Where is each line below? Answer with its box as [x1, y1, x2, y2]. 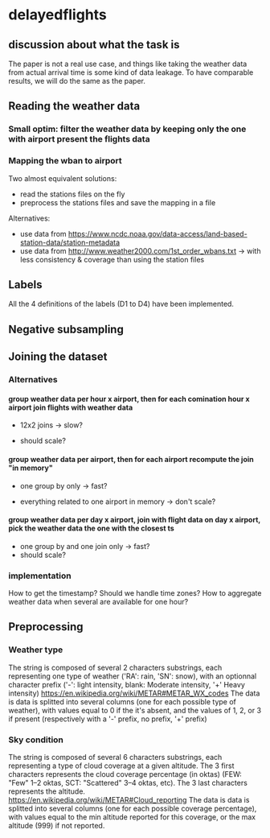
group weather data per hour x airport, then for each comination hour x [8, 394, 251, 403]
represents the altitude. [8, 786, 86, 796]
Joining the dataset [8, 350, 108, 364]
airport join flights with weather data [8, 402, 133, 412]
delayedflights [8, 6, 107, 24]
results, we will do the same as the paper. [8, 76, 146, 85]
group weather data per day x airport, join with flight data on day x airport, [8, 515, 261, 525]
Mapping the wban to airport [8, 155, 122, 167]
